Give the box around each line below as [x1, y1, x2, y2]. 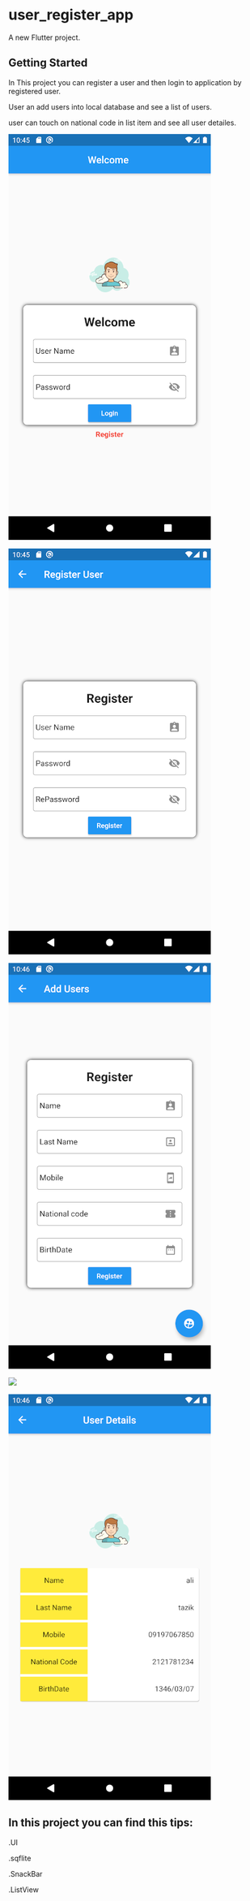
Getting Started [8, 56, 88, 70]
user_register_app [8, 6, 133, 24]
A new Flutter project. [8, 32, 81, 42]
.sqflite [8, 1853, 32, 1863]
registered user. [8, 86, 61, 96]
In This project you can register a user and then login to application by [8, 77, 242, 87]
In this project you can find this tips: [8, 1816, 193, 1830]
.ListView [8, 1885, 39, 1895]
